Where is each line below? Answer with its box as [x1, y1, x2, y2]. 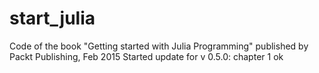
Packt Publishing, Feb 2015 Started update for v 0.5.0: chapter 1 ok [9, 50, 284, 62]
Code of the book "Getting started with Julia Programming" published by [9, 40, 309, 52]
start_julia [9, 7, 96, 30]
